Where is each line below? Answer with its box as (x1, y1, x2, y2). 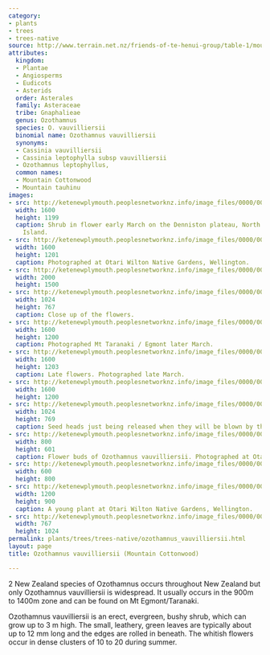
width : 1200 (15, 489, 56, 498)
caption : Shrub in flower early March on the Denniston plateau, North (15, 221, 261, 229)
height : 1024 (15, 527, 59, 535)
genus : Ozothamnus (15, 117, 78, 125)
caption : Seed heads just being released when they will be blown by (15, 423, 253, 431)
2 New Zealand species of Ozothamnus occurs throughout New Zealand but (8, 579, 261, 588)
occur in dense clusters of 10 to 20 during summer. (8, 637, 178, 647)
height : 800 (15, 475, 56, 483)
